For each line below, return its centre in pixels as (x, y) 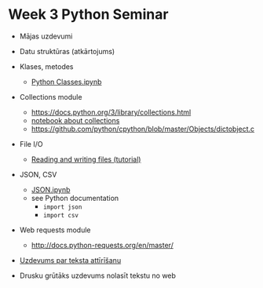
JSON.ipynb (51, 189)
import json (62, 207)
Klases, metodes (46, 66)
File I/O (31, 144)
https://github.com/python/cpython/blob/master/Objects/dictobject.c (143, 129)
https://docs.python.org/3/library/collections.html (111, 112)
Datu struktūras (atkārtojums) (67, 51)
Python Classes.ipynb (66, 82)
